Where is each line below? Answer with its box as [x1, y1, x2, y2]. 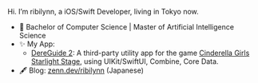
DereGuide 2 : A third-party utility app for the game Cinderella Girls [30, 48, 250, 57]
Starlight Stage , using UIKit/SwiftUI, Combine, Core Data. [30, 57, 219, 66]
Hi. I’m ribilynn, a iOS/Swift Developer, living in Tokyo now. [7, 7, 199, 16]
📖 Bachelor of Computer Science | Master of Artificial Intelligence [18, 22, 235, 31]
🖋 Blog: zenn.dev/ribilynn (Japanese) [18, 65, 145, 75]
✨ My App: [18, 39, 55, 49]
